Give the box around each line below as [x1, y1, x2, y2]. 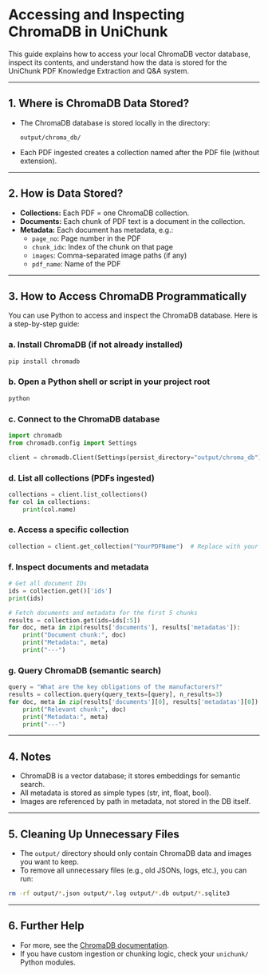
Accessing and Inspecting [8, 6, 185, 24]
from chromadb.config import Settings [8, 438, 137, 447]
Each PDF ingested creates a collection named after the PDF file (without [19, 147, 260, 157]
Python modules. [19, 957, 76, 967]
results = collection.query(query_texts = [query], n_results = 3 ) [8, 690, 223, 699]
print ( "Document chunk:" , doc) [22, 631, 127, 639]
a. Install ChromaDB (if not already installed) [8, 339, 183, 350]
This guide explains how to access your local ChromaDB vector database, [8, 49, 251, 58]
